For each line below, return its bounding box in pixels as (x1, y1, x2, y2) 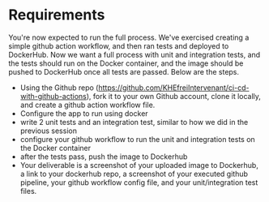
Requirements (8, 6, 105, 24)
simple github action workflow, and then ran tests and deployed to (8, 41, 229, 50)
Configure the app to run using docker (19, 108, 148, 118)
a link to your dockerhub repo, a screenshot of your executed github (19, 169, 249, 178)
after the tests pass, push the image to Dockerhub (19, 152, 188, 161)
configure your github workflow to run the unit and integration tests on (19, 134, 255, 144)
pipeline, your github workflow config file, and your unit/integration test (19, 177, 258, 187)
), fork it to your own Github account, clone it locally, (86, 91, 262, 101)
